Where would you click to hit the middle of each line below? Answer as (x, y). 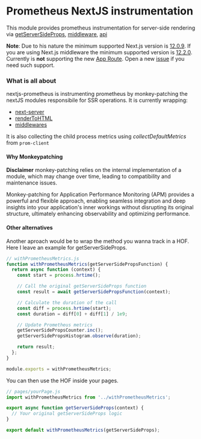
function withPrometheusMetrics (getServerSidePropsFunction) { (87, 264)
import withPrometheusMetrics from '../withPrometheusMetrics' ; (88, 397)
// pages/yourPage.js (33, 391)
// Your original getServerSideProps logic (67, 414)
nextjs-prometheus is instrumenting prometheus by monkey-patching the (97, 94)
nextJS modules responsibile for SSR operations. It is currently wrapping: (97, 100)
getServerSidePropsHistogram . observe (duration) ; (79, 336)
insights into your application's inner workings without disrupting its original (100, 207)
